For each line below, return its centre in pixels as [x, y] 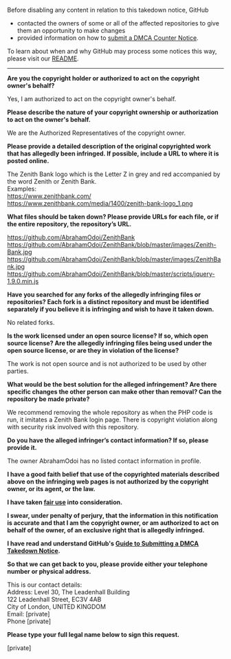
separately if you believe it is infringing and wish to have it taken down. [111, 309]
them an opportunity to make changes [71, 31]
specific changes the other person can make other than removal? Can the [114, 392]
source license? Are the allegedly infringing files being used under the [110, 343]
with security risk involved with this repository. [73, 427]
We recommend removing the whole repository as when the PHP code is [110, 412]
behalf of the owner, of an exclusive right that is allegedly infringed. [106, 530]
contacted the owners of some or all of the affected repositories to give [118, 23]
